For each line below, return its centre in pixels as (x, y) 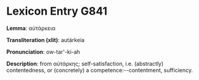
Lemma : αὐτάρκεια (31, 28)
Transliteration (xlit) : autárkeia (45, 40)
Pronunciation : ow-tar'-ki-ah (43, 52)
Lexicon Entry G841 (57, 11)
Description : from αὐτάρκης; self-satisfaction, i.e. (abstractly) (85, 64)
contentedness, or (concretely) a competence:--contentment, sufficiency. (100, 70)
